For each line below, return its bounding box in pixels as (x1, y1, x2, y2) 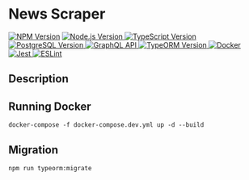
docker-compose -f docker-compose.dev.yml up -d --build (8, 121, 205, 129)
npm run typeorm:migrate (8, 164, 92, 172)
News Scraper (8, 5, 106, 23)
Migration (8, 143, 59, 157)
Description (8, 72, 69, 86)
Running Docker (8, 99, 91, 113)
